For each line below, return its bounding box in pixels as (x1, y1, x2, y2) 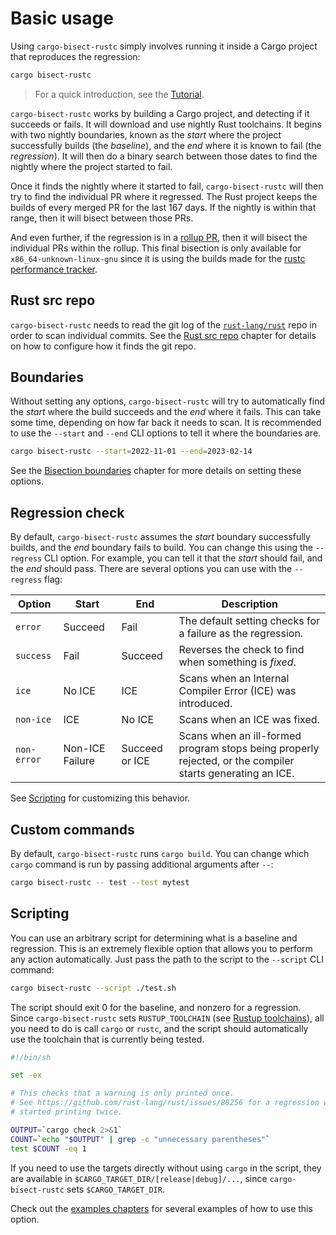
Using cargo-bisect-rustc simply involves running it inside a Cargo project (10, 40, 318, 52)
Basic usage (10, 7, 114, 30)
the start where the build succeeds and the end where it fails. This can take (10, 406, 322, 418)
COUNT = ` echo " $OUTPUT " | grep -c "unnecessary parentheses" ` (10, 1134, 271, 1144)
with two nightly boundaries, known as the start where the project (10, 128, 282, 141)
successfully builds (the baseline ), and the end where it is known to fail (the (10, 139, 322, 151)
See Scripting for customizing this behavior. (10, 792, 191, 804)
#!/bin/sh (10, 1052, 52, 1062)
